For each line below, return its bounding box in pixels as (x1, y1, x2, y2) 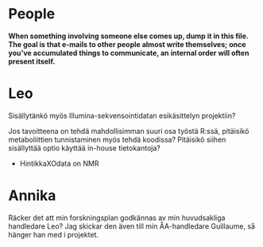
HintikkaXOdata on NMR (19, 159, 99, 168)
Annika (8, 186, 56, 205)
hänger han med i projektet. (8, 229, 99, 239)
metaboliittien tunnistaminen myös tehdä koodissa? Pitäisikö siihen (8, 135, 226, 144)
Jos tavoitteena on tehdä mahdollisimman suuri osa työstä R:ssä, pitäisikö (8, 126, 249, 135)
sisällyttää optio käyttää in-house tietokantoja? (8, 143, 161, 152)
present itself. (8, 57, 56, 66)
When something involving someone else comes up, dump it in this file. (8, 31, 249, 41)
